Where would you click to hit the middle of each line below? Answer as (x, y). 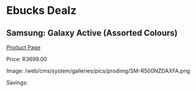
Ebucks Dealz (42, 11)
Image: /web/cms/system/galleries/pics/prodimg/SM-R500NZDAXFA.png (98, 71)
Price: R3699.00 (27, 59)
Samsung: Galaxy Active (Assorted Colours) (92, 33)
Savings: (17, 83)
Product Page (23, 47)
